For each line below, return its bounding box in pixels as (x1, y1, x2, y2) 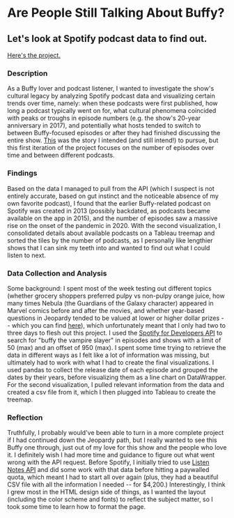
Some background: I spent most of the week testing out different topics (7, 284, 212, 292)
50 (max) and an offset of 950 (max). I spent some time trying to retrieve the (7, 343, 226, 351)
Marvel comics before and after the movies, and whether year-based (7, 306, 205, 314)
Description (7, 68, 48, 78)
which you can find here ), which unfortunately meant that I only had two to (11, 321, 226, 329)
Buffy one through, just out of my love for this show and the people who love (7, 443, 227, 452)
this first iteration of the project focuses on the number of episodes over (7, 144, 214, 152)
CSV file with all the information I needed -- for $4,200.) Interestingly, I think (7, 480, 226, 489)
